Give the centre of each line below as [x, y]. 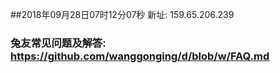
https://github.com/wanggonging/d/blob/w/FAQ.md [140, 56]
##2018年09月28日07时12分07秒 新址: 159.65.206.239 [122, 14]
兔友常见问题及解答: [58, 43]
